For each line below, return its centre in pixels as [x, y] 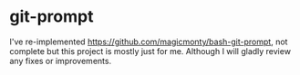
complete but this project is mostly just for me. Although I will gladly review [150, 51]
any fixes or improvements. [61, 61]
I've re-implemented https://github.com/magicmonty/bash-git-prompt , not [149, 42]
